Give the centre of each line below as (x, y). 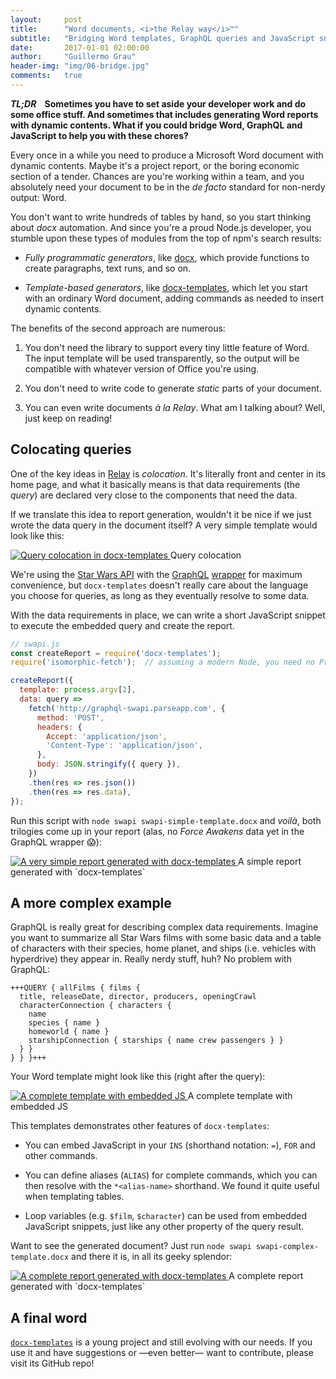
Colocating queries (71, 449)
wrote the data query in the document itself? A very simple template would (164, 525)
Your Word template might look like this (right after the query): (138, 1077)
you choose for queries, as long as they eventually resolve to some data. (160, 595)
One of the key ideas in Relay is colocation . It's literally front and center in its (168, 473)
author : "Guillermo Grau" (73, 57)
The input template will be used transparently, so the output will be (162, 358)
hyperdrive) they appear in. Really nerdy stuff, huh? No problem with (151, 959)
